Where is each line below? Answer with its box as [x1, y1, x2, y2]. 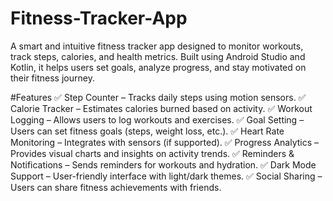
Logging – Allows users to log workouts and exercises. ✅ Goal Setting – [10, 113, 305, 126]
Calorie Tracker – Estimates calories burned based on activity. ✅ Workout [10, 102, 313, 114]
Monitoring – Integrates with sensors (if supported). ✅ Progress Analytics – [10, 136, 320, 148]
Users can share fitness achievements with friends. [10, 181, 222, 193]
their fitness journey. [10, 72, 95, 84]
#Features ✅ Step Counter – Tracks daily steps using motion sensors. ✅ [10, 91, 307, 103]
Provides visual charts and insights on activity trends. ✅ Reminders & [10, 147, 295, 159]
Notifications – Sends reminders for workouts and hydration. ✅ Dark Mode [10, 158, 317, 171]
